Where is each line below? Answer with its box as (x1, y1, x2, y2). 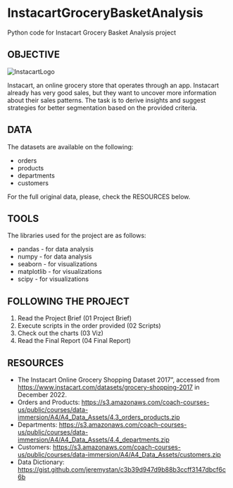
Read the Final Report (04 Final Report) (17, 337, 132, 345)
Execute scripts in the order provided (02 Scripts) (17, 322, 161, 330)
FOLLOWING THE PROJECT (7, 295, 130, 307)
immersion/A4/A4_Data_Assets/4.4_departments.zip (17, 435, 170, 444)
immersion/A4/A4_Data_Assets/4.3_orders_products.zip (17, 413, 180, 421)
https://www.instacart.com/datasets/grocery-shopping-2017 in (17, 383, 200, 392)
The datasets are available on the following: (7, 142, 134, 151)
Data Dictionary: (17, 458, 65, 466)
